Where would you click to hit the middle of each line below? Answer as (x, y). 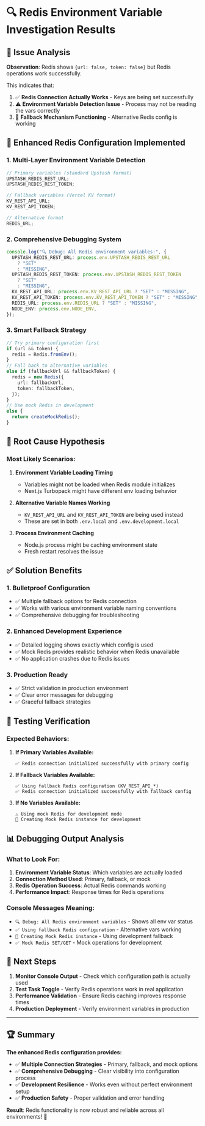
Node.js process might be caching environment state (91, 545)
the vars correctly (38, 111)
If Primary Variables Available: (54, 752)
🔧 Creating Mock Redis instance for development (78, 819)
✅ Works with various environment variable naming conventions (96, 608)
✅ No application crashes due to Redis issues (72, 658)
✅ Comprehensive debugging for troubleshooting (77, 615)
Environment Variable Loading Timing (64, 472)
